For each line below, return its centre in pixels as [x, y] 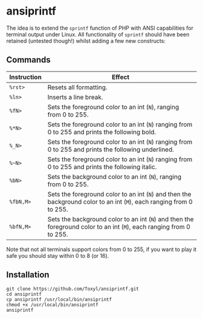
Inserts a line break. [75, 97]
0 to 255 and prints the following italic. [102, 167]
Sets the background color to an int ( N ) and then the [121, 219]
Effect [121, 77]
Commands [29, 60]
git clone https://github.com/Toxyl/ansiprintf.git [72, 289]
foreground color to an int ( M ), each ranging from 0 [119, 227]
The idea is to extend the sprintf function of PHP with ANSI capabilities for [100, 28]
